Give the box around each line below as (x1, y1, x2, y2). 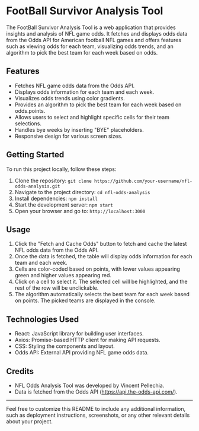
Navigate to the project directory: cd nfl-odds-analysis (14, 188, 150, 195)
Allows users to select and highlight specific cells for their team (14, 113, 170, 121)
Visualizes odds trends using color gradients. (14, 94, 126, 102)
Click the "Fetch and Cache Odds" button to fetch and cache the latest (14, 240, 187, 248)
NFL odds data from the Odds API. (14, 246, 99, 253)
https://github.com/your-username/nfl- (94, 178, 192, 184)
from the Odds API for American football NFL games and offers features (6, 36, 182, 43)
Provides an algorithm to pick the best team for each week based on (14, 101, 182, 108)
